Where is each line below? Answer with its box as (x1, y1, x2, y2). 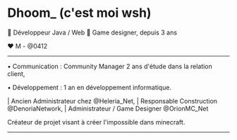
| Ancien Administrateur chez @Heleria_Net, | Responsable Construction (7, 96, 217, 105)
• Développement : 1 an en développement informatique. (7, 83, 171, 91)
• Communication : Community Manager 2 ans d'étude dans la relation (7, 62, 213, 70)
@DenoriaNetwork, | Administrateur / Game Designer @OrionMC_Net (7, 104, 209, 113)
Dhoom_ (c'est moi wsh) (7, 5, 152, 21)
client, (7, 69, 25, 78)
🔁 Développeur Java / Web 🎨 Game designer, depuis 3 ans (7, 28, 178, 37)
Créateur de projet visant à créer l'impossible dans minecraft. (7, 117, 186, 126)
